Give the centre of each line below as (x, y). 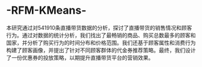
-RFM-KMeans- (46, 10)
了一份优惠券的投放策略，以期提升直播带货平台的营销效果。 (80, 57)
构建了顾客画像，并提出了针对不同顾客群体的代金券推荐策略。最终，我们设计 (101, 50)
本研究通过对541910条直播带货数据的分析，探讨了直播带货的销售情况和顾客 (99, 28)
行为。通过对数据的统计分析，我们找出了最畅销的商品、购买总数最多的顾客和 (101, 35)
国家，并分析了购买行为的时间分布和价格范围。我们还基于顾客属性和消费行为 (101, 42)
